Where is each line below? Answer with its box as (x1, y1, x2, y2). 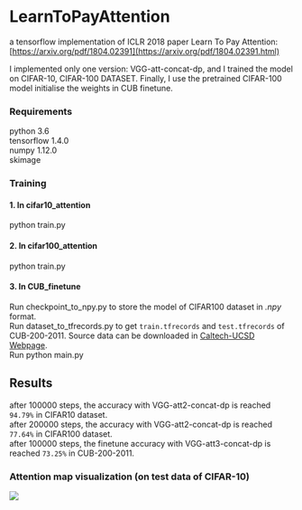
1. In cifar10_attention (9, 199, 91, 210)
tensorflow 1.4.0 (9, 136, 69, 146)
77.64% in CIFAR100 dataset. (9, 428, 113, 439)
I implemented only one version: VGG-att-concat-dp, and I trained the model (9, 63, 293, 74)
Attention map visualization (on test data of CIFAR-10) (9, 470, 250, 483)
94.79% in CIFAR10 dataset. (9, 409, 108, 420)
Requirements (9, 105, 73, 118)
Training (9, 177, 47, 190)
